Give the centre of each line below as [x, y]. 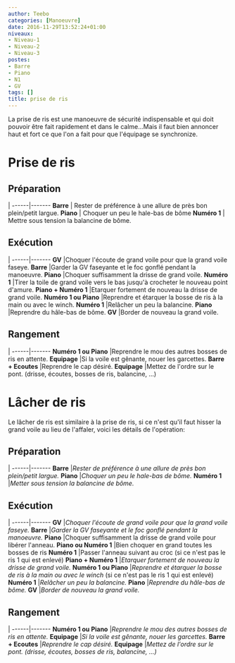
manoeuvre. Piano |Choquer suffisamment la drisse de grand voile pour [112, 537]
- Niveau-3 [24, 54]
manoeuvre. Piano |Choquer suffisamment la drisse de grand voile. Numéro [118, 274]
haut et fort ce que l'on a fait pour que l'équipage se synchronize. [103, 134]
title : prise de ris [38, 99]
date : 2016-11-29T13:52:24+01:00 [57, 27]
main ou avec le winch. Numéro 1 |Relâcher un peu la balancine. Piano [110, 305]
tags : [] [21, 92]
